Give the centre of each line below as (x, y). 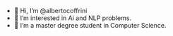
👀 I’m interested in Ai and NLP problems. (73, 18)
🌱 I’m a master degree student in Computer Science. (90, 25)
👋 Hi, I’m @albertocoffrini (50, 11)
